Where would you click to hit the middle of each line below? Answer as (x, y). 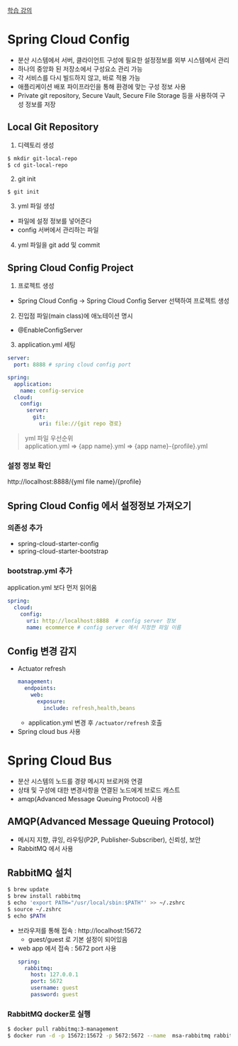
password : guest (55, 995)
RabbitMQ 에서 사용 (45, 848)
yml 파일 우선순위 (49, 438)
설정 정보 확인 (29, 465)
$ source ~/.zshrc (34, 909)
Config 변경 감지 (42, 651)
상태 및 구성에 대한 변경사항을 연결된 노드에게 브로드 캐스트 (99, 790)
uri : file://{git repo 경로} (80, 424)
